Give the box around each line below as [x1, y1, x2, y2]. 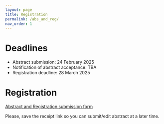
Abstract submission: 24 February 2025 [12, 59, 95, 65]
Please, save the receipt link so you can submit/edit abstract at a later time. [5, 113, 160, 120]
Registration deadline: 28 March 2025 [12, 70, 91, 76]
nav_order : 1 [5, 21, 32, 26]
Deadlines [5, 43, 48, 54]
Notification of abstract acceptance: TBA [12, 64, 97, 70]
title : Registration [5, 12, 48, 17]
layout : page [5, 7, 32, 12]
